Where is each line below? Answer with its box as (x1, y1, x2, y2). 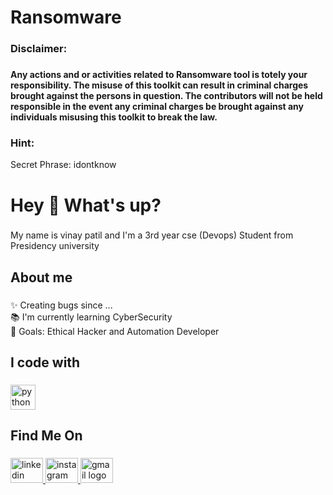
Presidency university (10, 240, 100, 252)
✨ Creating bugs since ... (10, 299, 113, 311)
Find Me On (10, 427, 83, 445)
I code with (10, 354, 81, 371)
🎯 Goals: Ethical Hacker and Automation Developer (10, 325, 220, 337)
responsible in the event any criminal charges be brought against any (10, 101, 305, 113)
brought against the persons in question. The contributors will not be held (10, 90, 323, 102)
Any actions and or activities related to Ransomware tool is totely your (10, 69, 308, 81)
